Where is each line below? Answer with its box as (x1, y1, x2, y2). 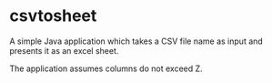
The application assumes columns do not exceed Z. (9, 63, 203, 74)
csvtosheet (9, 5, 97, 26)
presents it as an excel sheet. (9, 45, 119, 56)
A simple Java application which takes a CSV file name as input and (9, 36, 264, 47)
